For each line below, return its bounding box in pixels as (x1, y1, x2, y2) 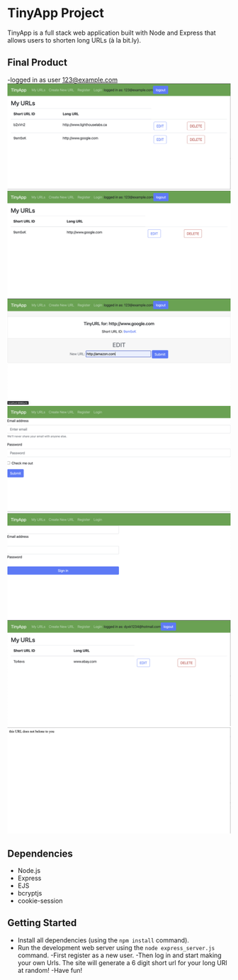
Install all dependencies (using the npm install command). (17, 935, 190, 945)
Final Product (7, 57, 67, 69)
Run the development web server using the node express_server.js (17, 943, 215, 952)
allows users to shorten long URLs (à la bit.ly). (7, 35, 142, 44)
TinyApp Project (7, 5, 105, 21)
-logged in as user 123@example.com (7, 75, 118, 84)
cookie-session (17, 896, 63, 905)
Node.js (17, 866, 41, 874)
